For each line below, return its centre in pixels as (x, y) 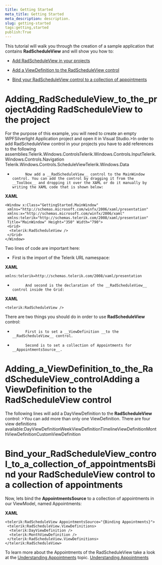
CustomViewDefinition (58, 434)
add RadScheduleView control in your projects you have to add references (79, 144)
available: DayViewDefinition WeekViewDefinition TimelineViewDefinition (76, 429)
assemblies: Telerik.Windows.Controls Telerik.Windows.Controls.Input (73, 154)
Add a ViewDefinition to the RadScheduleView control (66, 70)
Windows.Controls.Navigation (35, 159)
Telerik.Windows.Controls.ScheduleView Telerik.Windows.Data (67, 164)
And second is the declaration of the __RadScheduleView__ (86, 285)
